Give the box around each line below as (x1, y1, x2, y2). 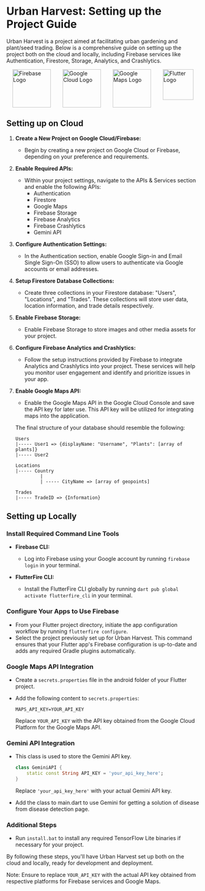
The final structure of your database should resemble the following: (15, 424, 185, 431)
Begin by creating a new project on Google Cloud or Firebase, (24, 146, 181, 153)
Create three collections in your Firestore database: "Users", (24, 289, 176, 296)
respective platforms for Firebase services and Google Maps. (6, 878, 161, 885)
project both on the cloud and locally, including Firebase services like (6, 50, 181, 57)
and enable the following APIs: (24, 183, 102, 190)
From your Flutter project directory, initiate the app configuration (15, 621, 178, 628)
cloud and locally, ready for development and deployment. (6, 859, 154, 867)
